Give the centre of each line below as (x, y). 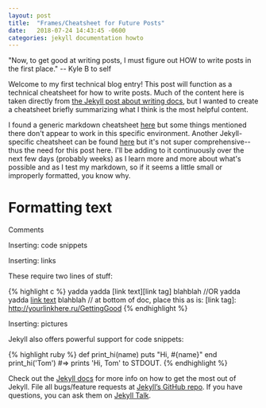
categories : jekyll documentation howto (76, 38)
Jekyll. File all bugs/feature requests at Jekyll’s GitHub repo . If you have (125, 387)
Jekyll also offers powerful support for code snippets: (96, 340)
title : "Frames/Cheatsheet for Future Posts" (87, 23)
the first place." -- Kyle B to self (60, 69)
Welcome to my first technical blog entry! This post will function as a (120, 84)
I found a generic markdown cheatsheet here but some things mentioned (127, 125)
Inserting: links (32, 261)
